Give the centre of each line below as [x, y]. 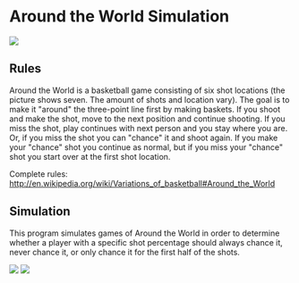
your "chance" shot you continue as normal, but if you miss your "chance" [146, 147]
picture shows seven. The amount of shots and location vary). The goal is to [149, 99]
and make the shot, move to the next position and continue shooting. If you [147, 119]
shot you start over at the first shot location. [90, 156]
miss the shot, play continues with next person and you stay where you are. [149, 128]
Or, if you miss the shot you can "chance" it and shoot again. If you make [144, 137]
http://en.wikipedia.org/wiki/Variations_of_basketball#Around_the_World [142, 183]
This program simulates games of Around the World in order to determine [145, 233]
